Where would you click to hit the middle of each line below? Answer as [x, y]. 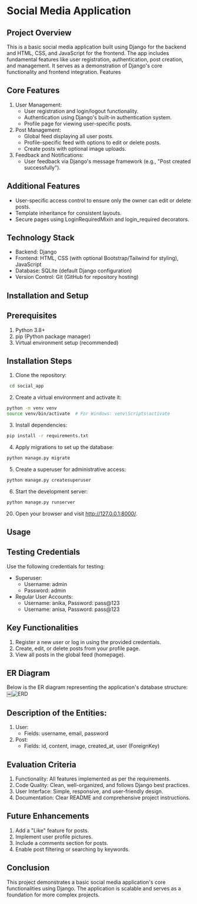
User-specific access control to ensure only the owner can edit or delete [103, 200]
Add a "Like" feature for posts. [52, 830]
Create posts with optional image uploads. [75, 148]
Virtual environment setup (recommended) [67, 342]
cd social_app [26, 386]
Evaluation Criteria [41, 764]
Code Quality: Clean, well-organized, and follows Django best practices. [102, 785]
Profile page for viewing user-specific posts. [78, 123]
